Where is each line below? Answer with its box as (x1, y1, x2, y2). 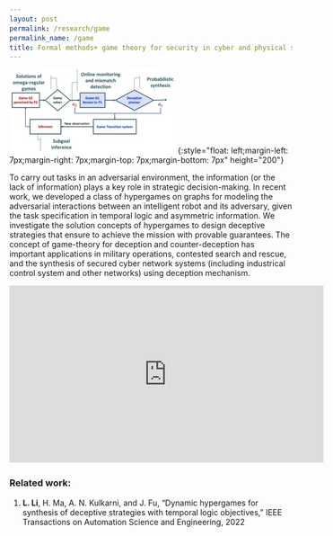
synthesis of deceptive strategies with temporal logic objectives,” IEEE (22, 506, 283, 517)
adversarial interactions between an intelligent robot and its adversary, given (9, 201, 293, 211)
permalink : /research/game (9, 23, 110, 33)
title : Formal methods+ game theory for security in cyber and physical (9, 43, 287, 52)
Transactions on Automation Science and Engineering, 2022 (22, 516, 245, 527)
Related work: (9, 477, 72, 489)
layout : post (9, 14, 58, 23)
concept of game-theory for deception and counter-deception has (9, 239, 255, 250)
